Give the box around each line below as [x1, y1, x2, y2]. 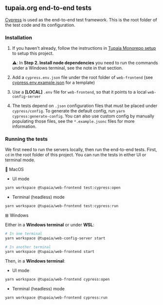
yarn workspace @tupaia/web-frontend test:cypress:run [5, 204, 119, 209]
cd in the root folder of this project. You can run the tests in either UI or [5, 152, 146, 158]
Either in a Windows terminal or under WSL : [5, 222, 94, 228]
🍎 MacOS [5, 167, 24, 172]
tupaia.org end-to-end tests [5, 4, 92, 12]
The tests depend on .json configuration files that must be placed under [12, 103, 158, 109]
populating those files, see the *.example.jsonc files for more [12, 118, 135, 124]
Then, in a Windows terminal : [5, 258, 65, 264]
